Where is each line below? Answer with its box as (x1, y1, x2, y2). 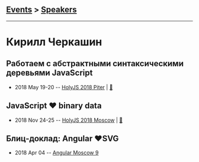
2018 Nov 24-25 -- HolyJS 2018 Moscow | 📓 (14, 116, 123, 124)
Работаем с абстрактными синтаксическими (6, 59, 184, 69)
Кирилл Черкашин (6, 35, 102, 48)
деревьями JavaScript (6, 68, 93, 78)
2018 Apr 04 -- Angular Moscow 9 (14, 149, 99, 156)
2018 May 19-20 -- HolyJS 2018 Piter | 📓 (14, 83, 113, 90)
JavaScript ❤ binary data (6, 101, 102, 111)
